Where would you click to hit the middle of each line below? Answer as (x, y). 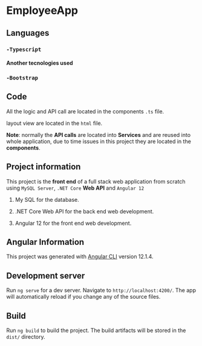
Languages (28, 33)
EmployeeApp (42, 11)
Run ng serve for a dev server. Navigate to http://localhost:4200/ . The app (101, 290)
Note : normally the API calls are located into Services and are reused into (99, 135)
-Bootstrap (22, 78)
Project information (44, 167)
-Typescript (24, 49)
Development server (46, 275)
